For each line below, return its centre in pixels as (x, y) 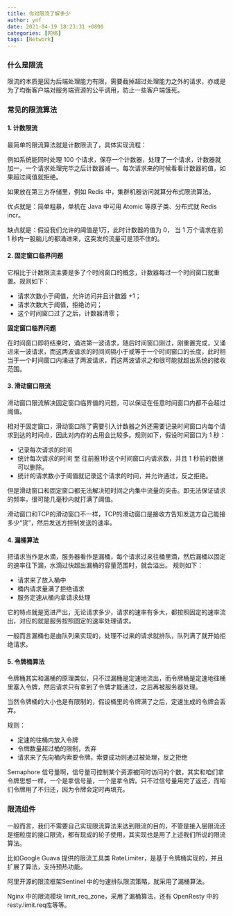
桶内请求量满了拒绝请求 (51, 589)
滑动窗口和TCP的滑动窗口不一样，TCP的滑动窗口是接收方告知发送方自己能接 (116, 514)
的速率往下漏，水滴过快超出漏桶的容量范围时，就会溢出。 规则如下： (105, 565)
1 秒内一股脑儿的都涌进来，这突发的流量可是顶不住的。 (85, 238)
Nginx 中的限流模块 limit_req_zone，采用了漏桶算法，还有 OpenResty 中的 (113, 896)
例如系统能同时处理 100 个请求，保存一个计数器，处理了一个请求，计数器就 (114, 159)
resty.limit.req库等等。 (39, 905)
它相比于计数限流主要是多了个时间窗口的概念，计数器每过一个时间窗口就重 (113, 272)
